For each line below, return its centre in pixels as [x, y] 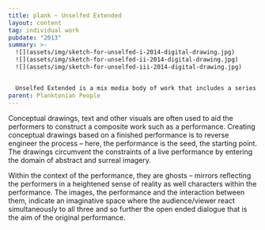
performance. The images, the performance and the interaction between [127, 192]
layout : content [35, 23]
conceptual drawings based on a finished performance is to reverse [119, 134]
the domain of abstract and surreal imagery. [80, 160]
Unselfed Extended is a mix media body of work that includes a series [136, 88]
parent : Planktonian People [55, 96]
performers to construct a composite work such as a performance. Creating [132, 126]
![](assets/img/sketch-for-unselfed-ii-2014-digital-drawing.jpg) [127, 60]
